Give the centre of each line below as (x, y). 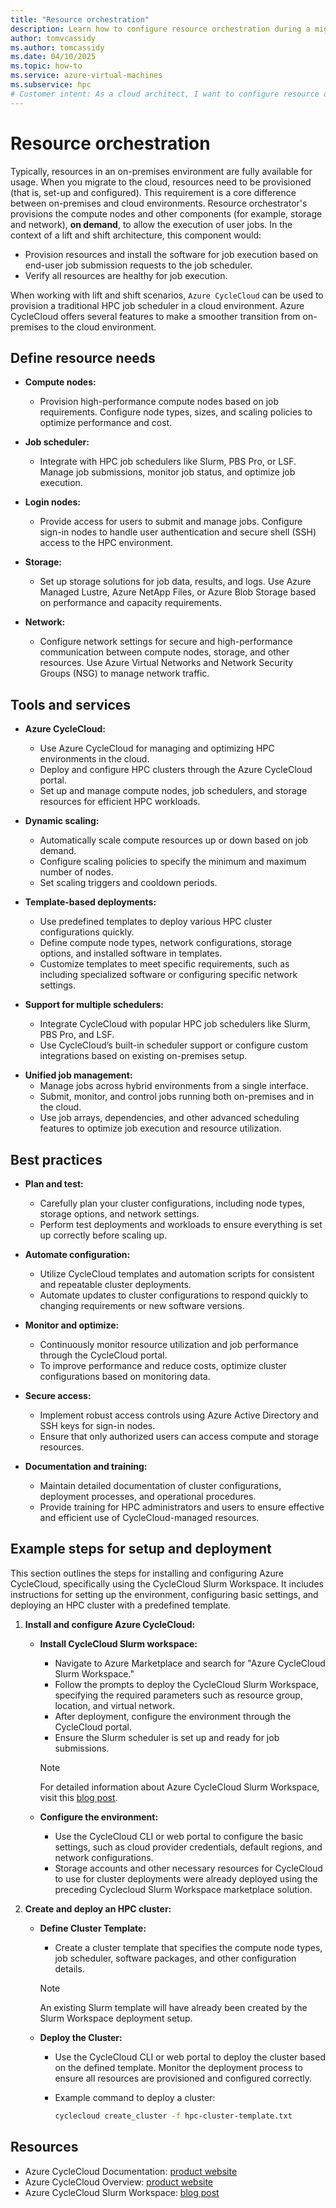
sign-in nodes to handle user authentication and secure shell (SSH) (178, 532)
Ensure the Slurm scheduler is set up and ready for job (167, 1737)
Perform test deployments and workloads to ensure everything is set (181, 1224)
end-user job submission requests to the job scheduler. (138, 265)
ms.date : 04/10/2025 (53, 57)
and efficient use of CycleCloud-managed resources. (149, 1517)
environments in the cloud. (94, 759)
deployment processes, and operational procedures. (148, 1496)
